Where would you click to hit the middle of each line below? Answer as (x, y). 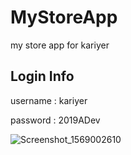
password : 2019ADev (55, 120)
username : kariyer (49, 100)
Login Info (42, 76)
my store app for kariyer (60, 45)
